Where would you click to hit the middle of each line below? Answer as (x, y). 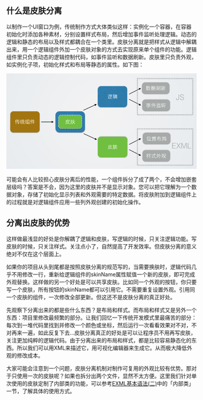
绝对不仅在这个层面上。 (35, 254)
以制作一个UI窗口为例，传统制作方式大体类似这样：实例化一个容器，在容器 (99, 27)
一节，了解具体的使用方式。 (41, 391)
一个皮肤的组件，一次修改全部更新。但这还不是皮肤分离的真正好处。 (91, 297)
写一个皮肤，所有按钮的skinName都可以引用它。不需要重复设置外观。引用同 (101, 289)
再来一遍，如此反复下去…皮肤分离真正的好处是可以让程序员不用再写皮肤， (104, 333)
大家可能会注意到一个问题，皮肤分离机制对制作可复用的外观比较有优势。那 (99, 368)
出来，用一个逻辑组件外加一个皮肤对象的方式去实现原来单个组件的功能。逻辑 (101, 49)
